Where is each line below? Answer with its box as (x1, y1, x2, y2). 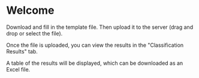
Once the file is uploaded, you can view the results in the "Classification (6, 41, 184, 49)
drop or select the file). (6, 29, 63, 37)
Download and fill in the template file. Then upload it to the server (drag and (6, 23, 194, 31)
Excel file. (6, 65, 31, 73)
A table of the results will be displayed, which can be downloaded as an (6, 59, 183, 67)
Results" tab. (6, 47, 38, 55)
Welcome (6, 4, 55, 17)
